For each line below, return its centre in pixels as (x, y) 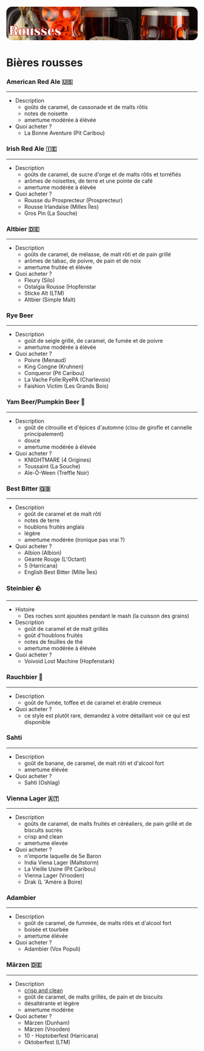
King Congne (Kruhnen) (54, 367)
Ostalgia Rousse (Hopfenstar (60, 287)
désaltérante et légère (52, 1003)
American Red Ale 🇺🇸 (40, 82)
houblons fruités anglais (54, 527)
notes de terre (42, 520)
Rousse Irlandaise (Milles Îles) (61, 206)
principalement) (44, 434)
